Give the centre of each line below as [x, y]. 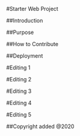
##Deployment [25, 56]
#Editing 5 [19, 114]
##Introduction [25, 20]
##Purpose [20, 32]
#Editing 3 [19, 91]
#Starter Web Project [32, 9]
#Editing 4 [19, 103]
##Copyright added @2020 [40, 126]
